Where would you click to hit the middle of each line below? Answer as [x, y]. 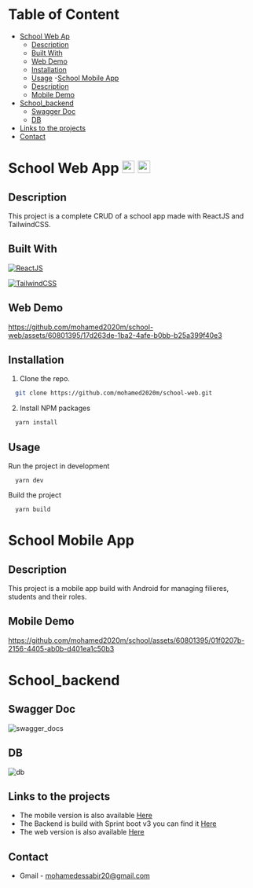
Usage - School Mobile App [75, 78]
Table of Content [64, 15]
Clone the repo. [45, 379]
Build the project [35, 495]
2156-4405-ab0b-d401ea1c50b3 [61, 648]
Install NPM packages [55, 408]
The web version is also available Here [82, 832]
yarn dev [29, 480]
